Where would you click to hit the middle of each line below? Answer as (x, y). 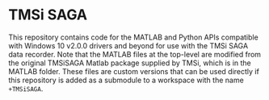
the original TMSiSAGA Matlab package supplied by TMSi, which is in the (130, 63)
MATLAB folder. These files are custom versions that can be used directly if (134, 71)
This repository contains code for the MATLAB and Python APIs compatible (133, 37)
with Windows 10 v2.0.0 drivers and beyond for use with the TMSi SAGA (128, 45)
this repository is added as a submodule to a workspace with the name (126, 80)
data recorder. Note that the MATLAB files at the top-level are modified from (134, 54)
